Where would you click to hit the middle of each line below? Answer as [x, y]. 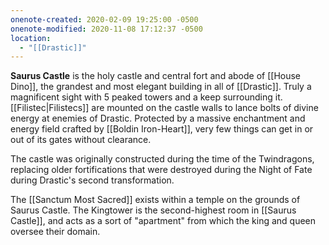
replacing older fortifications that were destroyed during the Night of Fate [161, 170]
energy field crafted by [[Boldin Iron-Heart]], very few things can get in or [162, 129]
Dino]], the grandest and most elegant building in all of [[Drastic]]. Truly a [161, 87]
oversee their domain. [55, 232]
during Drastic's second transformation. [92, 180]
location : [31, 38]
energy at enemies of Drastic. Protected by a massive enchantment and [158, 118]
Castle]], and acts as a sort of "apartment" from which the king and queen [163, 221]
